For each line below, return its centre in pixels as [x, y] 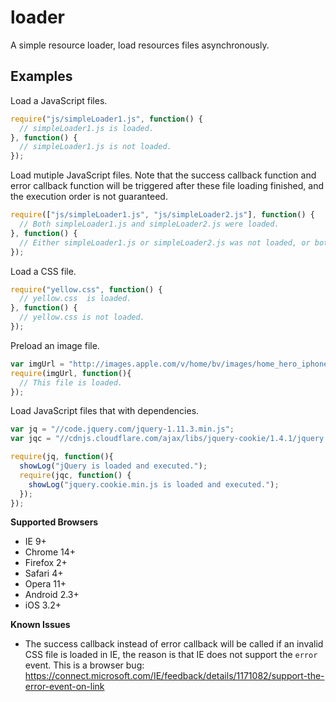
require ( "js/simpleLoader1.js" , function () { [106, 119]
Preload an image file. [55, 345]
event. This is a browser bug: [84, 665]
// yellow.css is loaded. [75, 299]
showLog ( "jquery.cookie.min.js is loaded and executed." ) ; [154, 484]
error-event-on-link [64, 687]
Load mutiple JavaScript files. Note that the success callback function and [163, 175]
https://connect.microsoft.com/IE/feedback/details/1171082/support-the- [174, 676]
